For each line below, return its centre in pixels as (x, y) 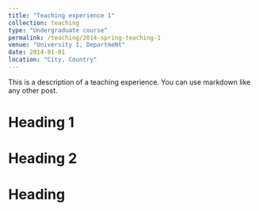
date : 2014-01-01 (37, 52)
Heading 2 (43, 158)
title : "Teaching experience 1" (61, 15)
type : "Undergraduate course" (58, 30)
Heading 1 (42, 122)
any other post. (33, 90)
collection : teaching (44, 23)
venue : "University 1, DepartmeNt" (67, 45)
